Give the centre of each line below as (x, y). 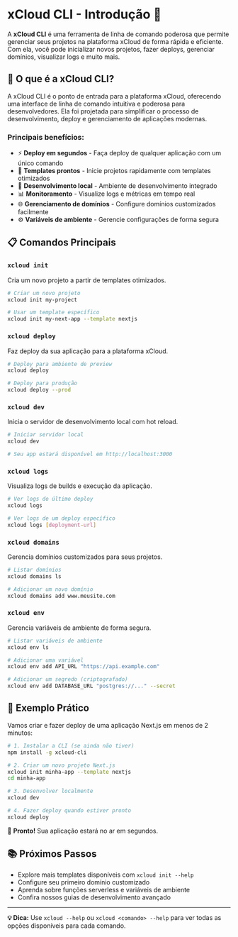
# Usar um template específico (53, 312)
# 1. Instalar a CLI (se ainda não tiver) (71, 745)
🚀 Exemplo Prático (49, 708)
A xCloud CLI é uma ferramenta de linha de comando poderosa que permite (118, 34)
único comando (40, 163)
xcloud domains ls (34, 576)
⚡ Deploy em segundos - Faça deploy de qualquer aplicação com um (119, 153)
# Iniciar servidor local (45, 435)
